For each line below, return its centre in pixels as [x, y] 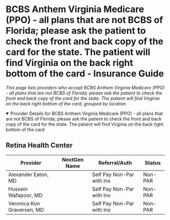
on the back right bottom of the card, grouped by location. [67, 103]
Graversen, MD [26, 209]
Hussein [18, 189]
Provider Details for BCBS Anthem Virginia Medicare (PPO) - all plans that [87, 113]
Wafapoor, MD [25, 195]
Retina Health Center [39, 146]
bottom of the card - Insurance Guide [85, 74]
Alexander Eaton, [29, 174]
